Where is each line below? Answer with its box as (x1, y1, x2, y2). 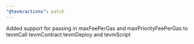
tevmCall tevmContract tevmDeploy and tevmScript (6, 31, 131, 38)
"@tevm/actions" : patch (6, 8, 65, 15)
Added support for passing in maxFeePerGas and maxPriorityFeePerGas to (6, 25, 188, 32)
